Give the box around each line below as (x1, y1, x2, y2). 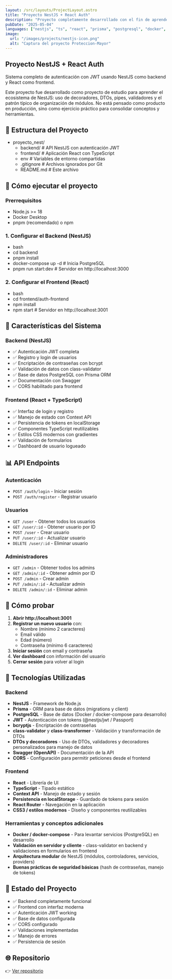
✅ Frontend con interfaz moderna (12, 903, 84, 910)
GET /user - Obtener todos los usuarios (12, 518, 96, 524)
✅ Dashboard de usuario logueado (12, 443, 86, 449)
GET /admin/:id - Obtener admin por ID (12, 570, 96, 576)
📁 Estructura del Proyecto (5, 125, 89, 134)
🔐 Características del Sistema (5, 322, 101, 330)
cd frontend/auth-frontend (12, 296, 69, 302)
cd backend (12, 250, 38, 256)
